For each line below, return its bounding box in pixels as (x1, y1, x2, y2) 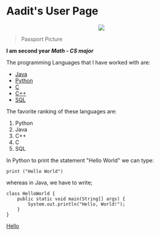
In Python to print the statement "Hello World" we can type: (6, 157, 154, 164)
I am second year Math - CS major (6, 47, 94, 54)
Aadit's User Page (6, 4, 98, 18)
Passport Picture (21, 35, 63, 43)
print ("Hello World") (6, 168, 63, 174)
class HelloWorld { (6, 190, 56, 196)
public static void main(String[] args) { (17, 196, 126, 202)
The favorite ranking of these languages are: (6, 107, 117, 115)
